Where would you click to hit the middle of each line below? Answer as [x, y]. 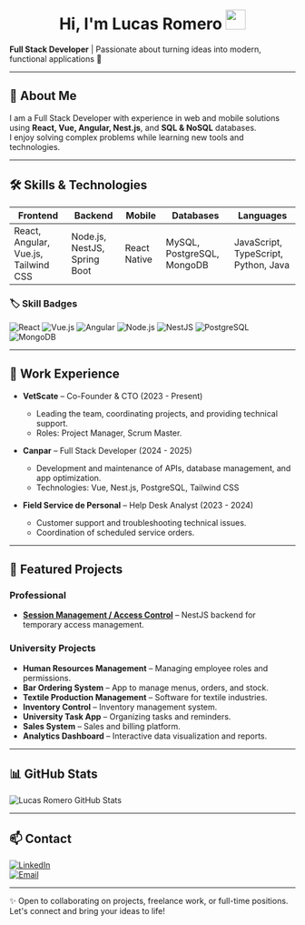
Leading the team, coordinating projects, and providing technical [157, 413]
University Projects [53, 649]
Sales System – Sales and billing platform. [102, 726]
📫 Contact [41, 838]
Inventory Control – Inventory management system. [120, 707]
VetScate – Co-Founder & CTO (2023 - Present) [113, 396]
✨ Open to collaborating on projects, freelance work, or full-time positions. [149, 901]
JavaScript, [258, 242]
